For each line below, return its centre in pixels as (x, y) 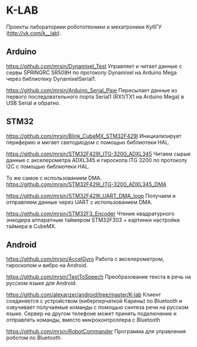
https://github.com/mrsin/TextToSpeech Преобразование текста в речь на (98, 277)
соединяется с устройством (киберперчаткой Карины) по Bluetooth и (94, 301)
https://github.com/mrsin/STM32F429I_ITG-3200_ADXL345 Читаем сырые (98, 154)
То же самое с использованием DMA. (54, 178)
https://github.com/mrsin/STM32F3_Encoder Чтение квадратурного (90, 213)
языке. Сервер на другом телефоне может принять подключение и (91, 314)
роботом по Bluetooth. (34, 338)
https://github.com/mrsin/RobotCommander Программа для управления (96, 332)
